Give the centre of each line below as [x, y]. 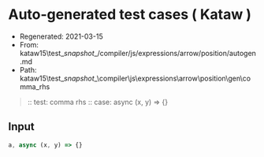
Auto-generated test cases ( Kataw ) [130, 15]
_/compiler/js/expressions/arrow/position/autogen [175, 53]
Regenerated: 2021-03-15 [61, 36]
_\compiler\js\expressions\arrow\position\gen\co [172, 78]
